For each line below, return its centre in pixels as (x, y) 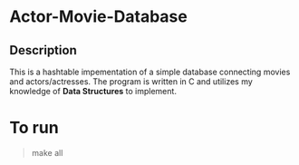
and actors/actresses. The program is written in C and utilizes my (131, 82)
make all (47, 152)
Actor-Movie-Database (98, 17)
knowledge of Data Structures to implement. (93, 91)
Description (43, 50)
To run (34, 128)
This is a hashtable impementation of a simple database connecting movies (150, 72)
